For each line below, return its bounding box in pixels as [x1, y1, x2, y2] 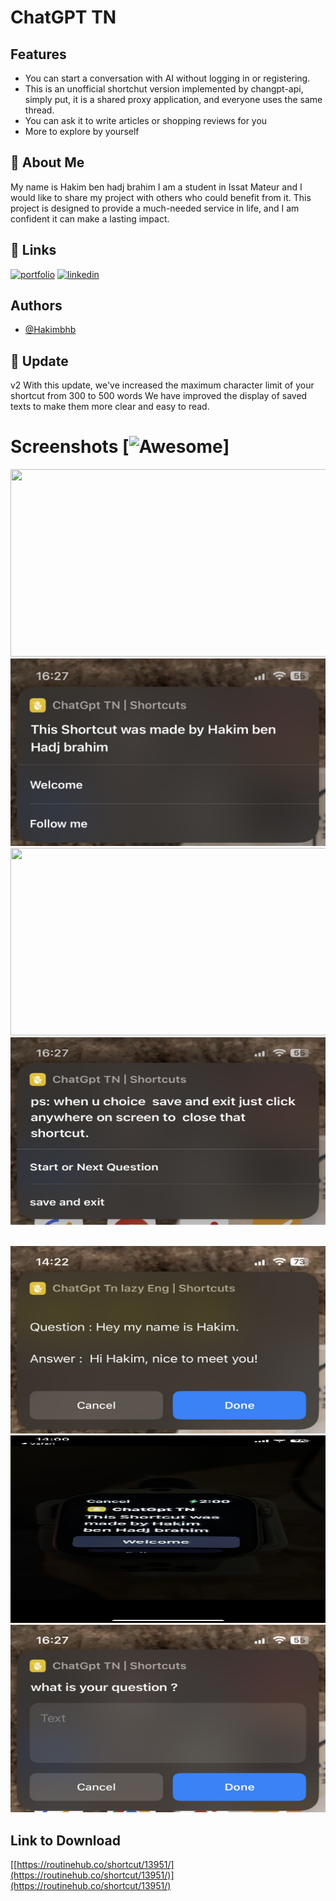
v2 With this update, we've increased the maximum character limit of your [10, 379, 315, 391]
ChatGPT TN [10, 6, 117, 29]
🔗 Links [10, 242, 57, 259]
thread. [24, 104, 55, 116]
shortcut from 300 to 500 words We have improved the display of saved [10, 390, 308, 402]
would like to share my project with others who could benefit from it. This [10, 191, 312, 203]
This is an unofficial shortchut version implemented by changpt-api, [24, 83, 304, 95]
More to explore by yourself [24, 126, 140, 137]
